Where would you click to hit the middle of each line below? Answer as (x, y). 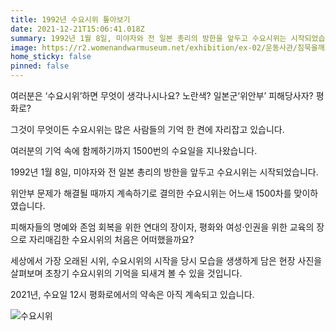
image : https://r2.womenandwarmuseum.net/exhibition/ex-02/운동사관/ (154, 47)
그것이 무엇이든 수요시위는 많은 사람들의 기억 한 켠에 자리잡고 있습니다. (147, 129)
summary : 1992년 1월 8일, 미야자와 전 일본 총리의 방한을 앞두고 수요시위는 (148, 38)
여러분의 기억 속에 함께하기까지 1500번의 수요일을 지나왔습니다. (134, 150)
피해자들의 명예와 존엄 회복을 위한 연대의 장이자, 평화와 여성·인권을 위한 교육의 (162, 227)
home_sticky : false (51, 57)
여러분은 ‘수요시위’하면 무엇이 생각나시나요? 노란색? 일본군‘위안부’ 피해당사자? (162, 95)
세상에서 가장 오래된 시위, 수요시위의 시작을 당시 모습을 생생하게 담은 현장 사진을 (166, 260)
